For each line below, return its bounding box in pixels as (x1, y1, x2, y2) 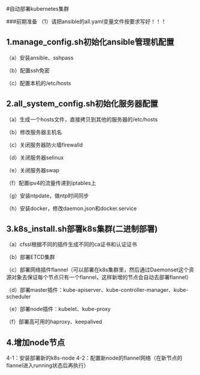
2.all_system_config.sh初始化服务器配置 (6, 99, 159, 109)
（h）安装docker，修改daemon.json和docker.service (6, 205, 137, 212)
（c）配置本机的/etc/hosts (6, 80, 71, 87)
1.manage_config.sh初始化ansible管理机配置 (6, 37, 175, 47)
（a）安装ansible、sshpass (6, 54, 74, 61)
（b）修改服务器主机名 (6, 128, 62, 136)
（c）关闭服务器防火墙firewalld (6, 141, 83, 148)
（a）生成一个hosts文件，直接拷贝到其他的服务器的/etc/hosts (6, 115, 158, 123)
